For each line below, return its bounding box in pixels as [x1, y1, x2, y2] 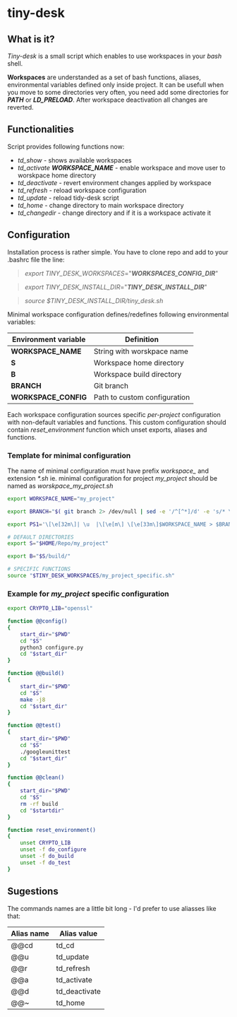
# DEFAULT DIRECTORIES [7, 534, 74, 541]
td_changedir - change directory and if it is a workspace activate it [17, 208, 212, 217]
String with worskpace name [93, 346, 189, 356]
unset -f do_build [20, 853, 74, 860]
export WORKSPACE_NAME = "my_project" [7, 495, 115, 502]
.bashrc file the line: [7, 255, 65, 264]
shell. [7, 59, 23, 68]
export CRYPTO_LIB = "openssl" [7, 605, 93, 612]
